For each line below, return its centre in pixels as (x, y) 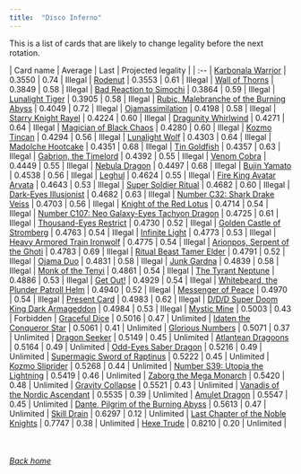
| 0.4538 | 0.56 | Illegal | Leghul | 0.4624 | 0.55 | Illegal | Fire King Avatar (142, 175)
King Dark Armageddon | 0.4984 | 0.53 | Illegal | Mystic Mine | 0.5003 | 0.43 (150, 308)
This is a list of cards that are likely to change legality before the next (137, 43)
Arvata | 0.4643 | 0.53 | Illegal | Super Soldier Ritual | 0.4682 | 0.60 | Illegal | (150, 184)
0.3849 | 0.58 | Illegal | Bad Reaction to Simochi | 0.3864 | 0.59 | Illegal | (142, 89)
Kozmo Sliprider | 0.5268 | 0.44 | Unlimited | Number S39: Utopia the (137, 365)
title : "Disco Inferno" (56, 18)
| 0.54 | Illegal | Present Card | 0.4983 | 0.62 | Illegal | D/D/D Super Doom (144, 299)
